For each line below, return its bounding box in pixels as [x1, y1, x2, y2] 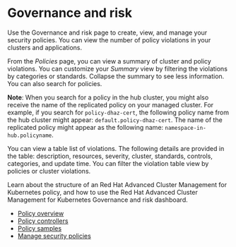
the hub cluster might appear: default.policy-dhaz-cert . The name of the [7, 115, 223, 124]
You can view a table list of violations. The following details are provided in [7, 144, 225, 152]
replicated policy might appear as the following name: [7, 123, 164, 131]
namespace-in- [165, 124, 206, 131]
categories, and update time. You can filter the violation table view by [7, 159, 209, 167]
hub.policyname [7, 132, 52, 139]
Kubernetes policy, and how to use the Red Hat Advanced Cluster [7, 188, 198, 196]
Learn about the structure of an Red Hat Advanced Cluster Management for [7, 180, 228, 188]
